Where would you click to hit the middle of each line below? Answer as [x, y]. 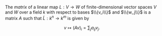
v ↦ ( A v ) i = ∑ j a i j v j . [82, 28]
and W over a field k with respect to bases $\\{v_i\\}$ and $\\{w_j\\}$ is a [78, 12]
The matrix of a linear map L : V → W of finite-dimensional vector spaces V [81, 7]
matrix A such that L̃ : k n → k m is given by [47, 18]
